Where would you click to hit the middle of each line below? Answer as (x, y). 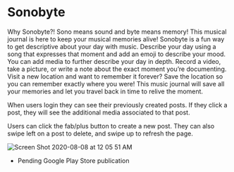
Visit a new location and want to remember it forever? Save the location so (115, 76)
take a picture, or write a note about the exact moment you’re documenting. (117, 69)
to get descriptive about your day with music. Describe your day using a (112, 46)
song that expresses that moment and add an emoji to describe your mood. (117, 54)
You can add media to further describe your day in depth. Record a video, (114, 61)
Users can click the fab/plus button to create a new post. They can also (111, 126)
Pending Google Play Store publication (73, 160)
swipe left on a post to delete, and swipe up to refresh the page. (100, 133)
